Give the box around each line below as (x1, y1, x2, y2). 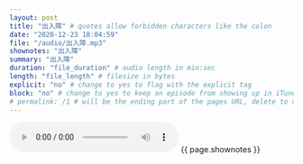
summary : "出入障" (9, 55, 75, 64)
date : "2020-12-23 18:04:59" (9, 30, 119, 39)
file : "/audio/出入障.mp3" (9, 38, 106, 48)
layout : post (9, 13, 59, 23)
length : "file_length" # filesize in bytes (9, 72, 176, 81)
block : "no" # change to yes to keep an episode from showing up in (9, 88, 272, 97)
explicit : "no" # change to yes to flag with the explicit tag (9, 80, 252, 89)
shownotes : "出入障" (9, 47, 83, 56)
